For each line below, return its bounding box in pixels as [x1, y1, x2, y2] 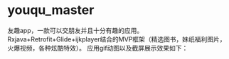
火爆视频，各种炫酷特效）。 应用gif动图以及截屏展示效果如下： [7, 44, 188, 52]
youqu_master [7, 2, 95, 18]
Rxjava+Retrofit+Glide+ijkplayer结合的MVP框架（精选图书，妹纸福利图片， [7, 34, 226, 44]
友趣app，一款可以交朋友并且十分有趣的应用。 [7, 26, 144, 34]
